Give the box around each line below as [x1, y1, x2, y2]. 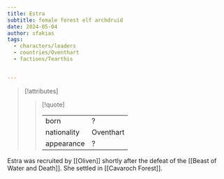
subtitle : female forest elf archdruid [7, 17, 124, 24]
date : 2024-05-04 [7, 23, 58, 30]
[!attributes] [24, 86, 59, 95]
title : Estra [7, 10, 45, 17]
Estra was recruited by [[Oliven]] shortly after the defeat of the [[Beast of [7, 156, 217, 164]
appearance [45, 139, 85, 148]
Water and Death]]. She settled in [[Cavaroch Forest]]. [7, 164, 163, 172]
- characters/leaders [13, 42, 77, 49]
